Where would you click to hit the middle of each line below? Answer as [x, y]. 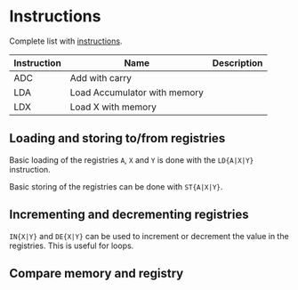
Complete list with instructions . [66, 41]
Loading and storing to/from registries [117, 138]
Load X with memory [113, 107]
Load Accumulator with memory [137, 93]
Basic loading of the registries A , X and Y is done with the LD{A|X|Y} [132, 160]
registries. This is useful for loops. [72, 246]
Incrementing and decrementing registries [129, 215]
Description [238, 62]
